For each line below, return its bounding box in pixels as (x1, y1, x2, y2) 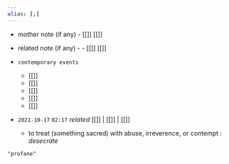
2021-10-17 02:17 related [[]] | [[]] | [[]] (17, 115, 130, 124)
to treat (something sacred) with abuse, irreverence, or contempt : (28, 129, 223, 137)
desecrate (28, 136, 58, 145)
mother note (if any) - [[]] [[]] (17, 30, 103, 38)
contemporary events (17, 58, 79, 66)
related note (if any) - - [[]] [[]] (17, 43, 107, 52)
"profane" (7, 150, 37, 157)
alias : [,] (7, 10, 40, 18)
